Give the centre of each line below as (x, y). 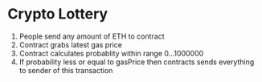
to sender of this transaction (66, 70)
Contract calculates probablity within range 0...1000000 (111, 53)
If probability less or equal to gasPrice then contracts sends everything (137, 62)
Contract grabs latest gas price (70, 44)
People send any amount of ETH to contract (92, 36)
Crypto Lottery (58, 14)
